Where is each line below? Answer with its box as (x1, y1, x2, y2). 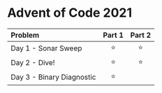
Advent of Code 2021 (7, 5, 133, 21)
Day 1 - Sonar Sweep (10, 43, 82, 53)
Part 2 (130, 30, 152, 40)
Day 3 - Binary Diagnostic (10, 72, 96, 82)
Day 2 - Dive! (10, 58, 55, 68)
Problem (10, 30, 40, 40)
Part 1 (103, 30, 124, 40)
